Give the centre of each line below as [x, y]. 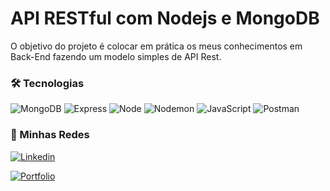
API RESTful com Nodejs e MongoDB [165, 18]
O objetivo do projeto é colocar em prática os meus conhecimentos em [156, 46]
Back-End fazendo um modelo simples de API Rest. [116, 56]
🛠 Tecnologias [47, 83]
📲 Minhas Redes [50, 135]
